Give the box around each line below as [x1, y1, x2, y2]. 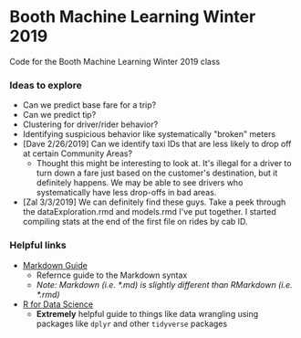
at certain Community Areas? [22, 148, 133, 159]
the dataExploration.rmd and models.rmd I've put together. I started [22, 206, 276, 217]
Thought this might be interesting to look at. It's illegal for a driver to [36, 158, 292, 169]
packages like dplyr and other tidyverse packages [36, 318, 228, 329]
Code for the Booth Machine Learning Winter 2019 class [9, 56, 221, 67]
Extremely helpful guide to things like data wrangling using [36, 308, 259, 319]
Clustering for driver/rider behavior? [22, 119, 159, 130]
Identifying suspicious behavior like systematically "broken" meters [22, 129, 276, 140]
